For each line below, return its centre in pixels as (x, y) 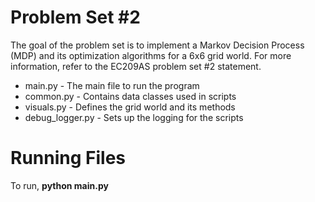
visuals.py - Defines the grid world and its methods (130, 107)
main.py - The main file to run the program (112, 85)
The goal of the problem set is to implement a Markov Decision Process (157, 45)
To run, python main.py (59, 185)
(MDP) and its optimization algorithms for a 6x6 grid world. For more (151, 55)
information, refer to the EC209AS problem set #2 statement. (136, 66)
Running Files (68, 158)
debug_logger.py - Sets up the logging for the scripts (134, 117)
